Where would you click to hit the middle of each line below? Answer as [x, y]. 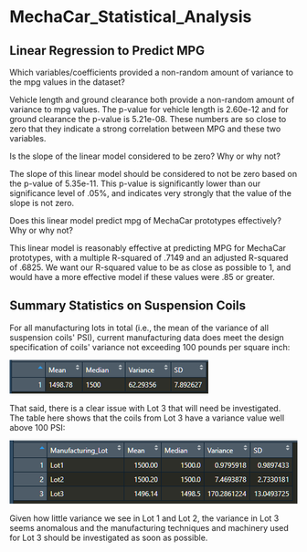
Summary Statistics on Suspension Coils [128, 306]
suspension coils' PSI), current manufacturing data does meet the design [147, 337]
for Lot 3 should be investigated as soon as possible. [109, 537]
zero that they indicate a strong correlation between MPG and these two [145, 129]
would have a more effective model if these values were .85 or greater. [143, 277]
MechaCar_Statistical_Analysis [131, 17]
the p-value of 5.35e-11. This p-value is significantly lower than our [135, 183]
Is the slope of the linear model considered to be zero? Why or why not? [145, 156]
